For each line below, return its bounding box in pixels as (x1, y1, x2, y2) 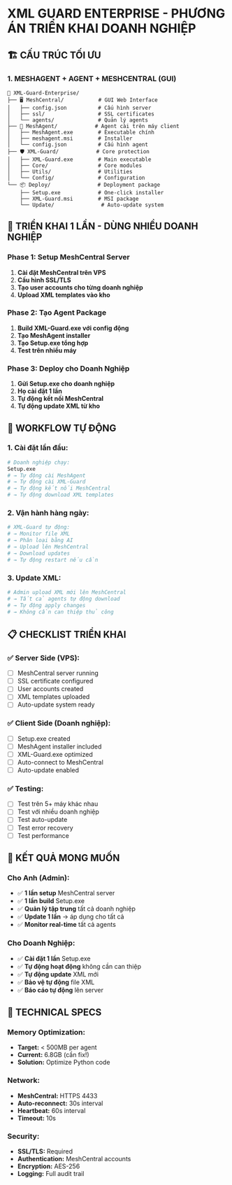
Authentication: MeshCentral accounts (17, 1154, 131, 1163)
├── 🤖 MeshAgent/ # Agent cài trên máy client (7, 122, 180, 129)
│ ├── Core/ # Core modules (7, 162, 142, 169)
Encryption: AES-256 (17, 1162, 80, 1170)
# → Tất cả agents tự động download (7, 595, 120, 602)
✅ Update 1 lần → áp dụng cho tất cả (17, 912, 124, 921)
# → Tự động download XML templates (7, 492, 114, 499)
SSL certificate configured (17, 677, 94, 686)
